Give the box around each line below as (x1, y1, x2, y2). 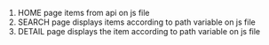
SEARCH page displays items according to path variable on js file (17, 17, 256, 27)
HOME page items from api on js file (17, 8, 150, 18)
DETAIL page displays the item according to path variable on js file (17, 26, 261, 36)
